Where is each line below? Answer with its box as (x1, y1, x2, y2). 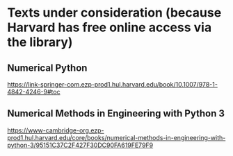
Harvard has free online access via (7, 19, 212, 35)
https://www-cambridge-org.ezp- (7, 126, 104, 135)
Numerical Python (7, 62, 88, 73)
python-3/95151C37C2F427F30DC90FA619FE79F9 (7, 141, 154, 149)
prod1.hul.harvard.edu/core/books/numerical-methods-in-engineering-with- (7, 133, 226, 141)
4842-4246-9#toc (7, 88, 61, 96)
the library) (7, 35, 73, 50)
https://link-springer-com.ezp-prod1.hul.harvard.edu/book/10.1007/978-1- (7, 80, 218, 88)
